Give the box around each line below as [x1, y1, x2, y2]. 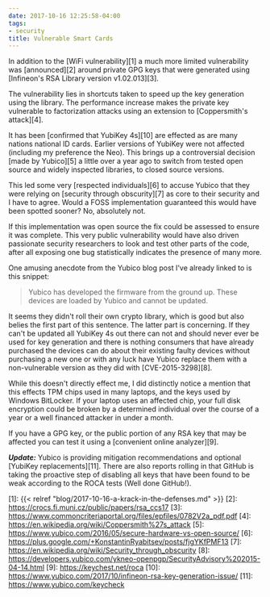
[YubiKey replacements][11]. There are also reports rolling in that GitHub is [8, 461, 254, 471]
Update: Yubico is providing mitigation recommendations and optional [8, 453, 242, 462]
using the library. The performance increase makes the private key [8, 98, 230, 107]
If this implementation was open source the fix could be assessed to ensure [8, 222, 260, 232]
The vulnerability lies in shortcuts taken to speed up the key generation [8, 90, 244, 99]
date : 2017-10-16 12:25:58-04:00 [8, 11, 121, 20]
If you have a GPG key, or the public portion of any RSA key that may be [8, 428, 247, 438]
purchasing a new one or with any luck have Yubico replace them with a [8, 354, 247, 364]
